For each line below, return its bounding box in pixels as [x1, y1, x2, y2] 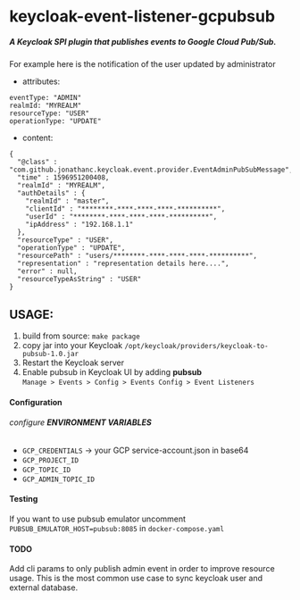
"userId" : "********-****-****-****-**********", [25, 212, 218, 221]
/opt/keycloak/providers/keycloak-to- [124, 341, 270, 350]
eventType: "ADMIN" [9, 94, 82, 103]
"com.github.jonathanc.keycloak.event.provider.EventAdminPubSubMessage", [9, 165, 294, 175]
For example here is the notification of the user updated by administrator [9, 59, 276, 70]
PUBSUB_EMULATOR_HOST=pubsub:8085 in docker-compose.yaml [9, 522, 225, 533]
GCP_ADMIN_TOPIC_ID [21, 475, 96, 484]
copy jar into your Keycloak [21, 339, 123, 350]
